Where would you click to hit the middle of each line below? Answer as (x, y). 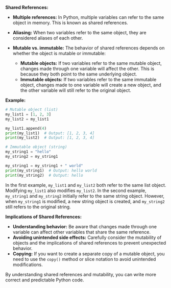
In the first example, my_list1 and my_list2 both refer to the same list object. (86, 185)
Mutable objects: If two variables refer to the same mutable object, (91, 63)
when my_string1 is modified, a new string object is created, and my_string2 (85, 201)
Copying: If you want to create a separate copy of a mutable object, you (89, 254)
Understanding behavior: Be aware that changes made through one (85, 226)
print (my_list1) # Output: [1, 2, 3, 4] (50, 133)
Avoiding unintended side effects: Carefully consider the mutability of (87, 237)
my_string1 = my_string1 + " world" (44, 165)
